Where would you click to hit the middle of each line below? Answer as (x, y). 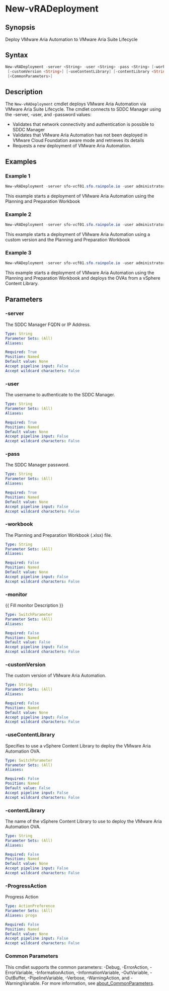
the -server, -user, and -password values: (48, 115)
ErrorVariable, (20, 972)
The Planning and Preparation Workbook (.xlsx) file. (59, 535)
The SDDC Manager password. (37, 465)
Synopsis (20, 27)
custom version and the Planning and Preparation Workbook (68, 239)
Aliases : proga (21, 915)
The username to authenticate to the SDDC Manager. (60, 395)
